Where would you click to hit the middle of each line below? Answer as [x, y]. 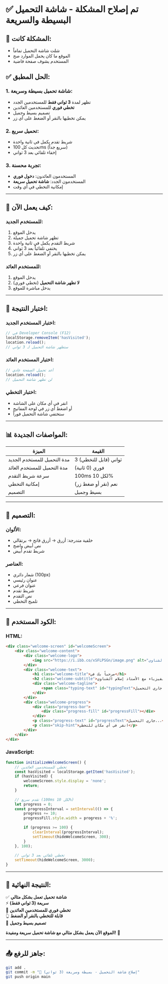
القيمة [98, 451]
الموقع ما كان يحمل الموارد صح [42, 56]
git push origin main [28, 977]
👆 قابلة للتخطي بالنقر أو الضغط [34, 916]
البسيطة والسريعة [38, 20]
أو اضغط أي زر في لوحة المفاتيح [43, 408]
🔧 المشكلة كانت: [29, 38]
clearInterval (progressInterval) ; [68, 832]
